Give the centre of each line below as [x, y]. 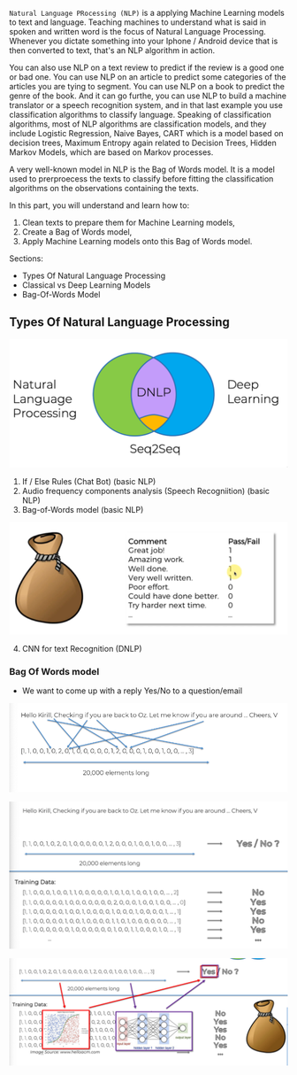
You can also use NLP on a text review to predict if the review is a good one [147, 67]
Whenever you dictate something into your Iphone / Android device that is [144, 41]
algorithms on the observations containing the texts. [104, 188]
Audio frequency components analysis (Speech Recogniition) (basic [146, 491]
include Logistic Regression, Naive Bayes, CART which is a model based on [147, 133]
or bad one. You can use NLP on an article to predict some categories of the [148, 77]
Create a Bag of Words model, [77, 232]
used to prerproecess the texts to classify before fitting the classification [141, 179]
